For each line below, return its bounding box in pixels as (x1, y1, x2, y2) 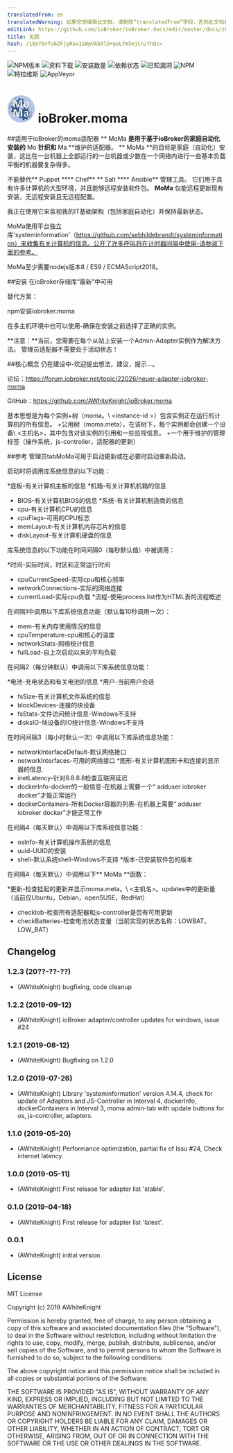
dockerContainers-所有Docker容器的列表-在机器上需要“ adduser (17, 800, 202, 808)
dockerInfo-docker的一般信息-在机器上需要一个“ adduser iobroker (17, 782, 207, 791)
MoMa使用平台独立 (7, 222, 62, 230)
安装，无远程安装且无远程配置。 (7, 193, 98, 201)
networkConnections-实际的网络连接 (17, 584, 123, 592)
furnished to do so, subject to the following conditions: (7, 1353, 163, 1361)
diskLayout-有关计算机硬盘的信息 (17, 531, 112, 540)
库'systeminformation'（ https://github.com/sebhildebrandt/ (7, 231, 177, 239)
